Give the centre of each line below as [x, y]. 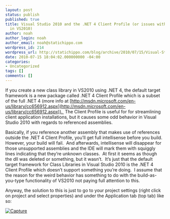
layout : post [19, 10]
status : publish [22, 15]
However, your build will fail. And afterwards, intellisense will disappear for [83, 143]
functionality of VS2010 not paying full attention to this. [82, 181]
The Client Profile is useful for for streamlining [113, 111]
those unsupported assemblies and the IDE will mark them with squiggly [80, 148]
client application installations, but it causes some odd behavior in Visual [81, 117]
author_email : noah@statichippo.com [44, 43]
